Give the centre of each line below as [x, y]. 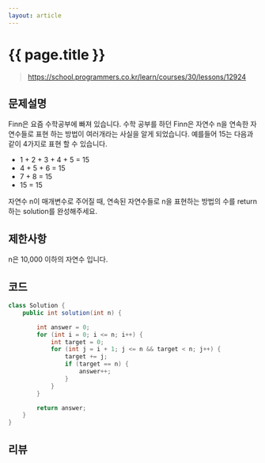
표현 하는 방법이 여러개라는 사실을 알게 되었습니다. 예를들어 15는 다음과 [144, 134]
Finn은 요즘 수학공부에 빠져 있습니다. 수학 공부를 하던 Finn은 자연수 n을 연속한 [129, 124]
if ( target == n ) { [97, 364]
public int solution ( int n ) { [72, 313]
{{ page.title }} [57, 54]
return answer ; [62, 408]
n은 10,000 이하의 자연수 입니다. [58, 259]
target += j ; [86, 357]
